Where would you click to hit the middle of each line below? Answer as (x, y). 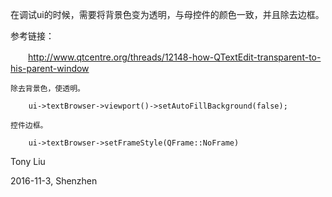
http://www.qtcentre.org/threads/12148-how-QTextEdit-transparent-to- (175, 57)
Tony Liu (28, 161)
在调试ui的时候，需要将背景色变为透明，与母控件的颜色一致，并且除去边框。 (167, 14)
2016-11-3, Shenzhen (54, 181)
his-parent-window (50, 68)
